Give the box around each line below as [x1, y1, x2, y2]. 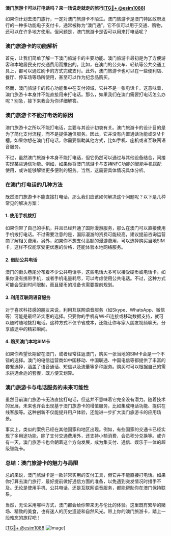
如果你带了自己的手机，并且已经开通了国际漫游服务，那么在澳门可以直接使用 [5, 225, 166, 231]
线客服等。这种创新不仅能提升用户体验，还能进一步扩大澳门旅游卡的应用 [5, 409, 157, 415]
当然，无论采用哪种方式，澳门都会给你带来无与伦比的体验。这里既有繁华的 [5, 502, 161, 508]
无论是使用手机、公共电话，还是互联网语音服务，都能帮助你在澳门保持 [14, 484, 161, 491]
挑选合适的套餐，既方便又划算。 [9, 370, 77, 376]
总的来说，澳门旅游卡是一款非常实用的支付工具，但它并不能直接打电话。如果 [5, 472, 166, 478]
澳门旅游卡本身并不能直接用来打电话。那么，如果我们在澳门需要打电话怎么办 [5, 91, 166, 97]
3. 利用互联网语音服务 [5, 294, 51, 300]
